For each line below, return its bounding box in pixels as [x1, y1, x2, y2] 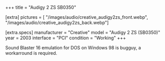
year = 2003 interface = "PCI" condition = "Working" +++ [5, 35, 126, 41]
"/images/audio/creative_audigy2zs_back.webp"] [5, 20, 109, 25]
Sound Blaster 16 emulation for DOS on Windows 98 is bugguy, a [5, 45, 141, 50]
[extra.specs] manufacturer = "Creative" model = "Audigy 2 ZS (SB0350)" [5, 29, 160, 35]
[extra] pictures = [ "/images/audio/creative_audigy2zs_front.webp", [5, 14, 148, 20]
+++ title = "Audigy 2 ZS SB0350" [5, 5, 76, 10]
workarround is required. [5, 50, 58, 56]
